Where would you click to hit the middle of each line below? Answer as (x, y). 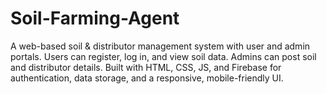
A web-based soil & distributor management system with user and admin (160, 46)
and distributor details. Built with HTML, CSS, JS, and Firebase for (146, 67)
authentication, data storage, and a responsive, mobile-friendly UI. (147, 78)
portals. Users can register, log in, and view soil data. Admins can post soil (163, 56)
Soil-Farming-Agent (95, 18)
